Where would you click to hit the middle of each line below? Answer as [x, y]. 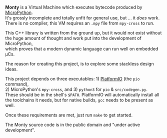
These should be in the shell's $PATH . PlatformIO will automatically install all [82, 95]
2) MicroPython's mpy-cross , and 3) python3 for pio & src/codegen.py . [76, 89]
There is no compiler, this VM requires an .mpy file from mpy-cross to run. [80, 23]
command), [17, 84]
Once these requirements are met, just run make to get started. [69, 115]
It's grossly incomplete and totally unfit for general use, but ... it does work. [82, 18]
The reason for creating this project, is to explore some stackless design [79, 64]
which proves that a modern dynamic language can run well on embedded [82, 49]
